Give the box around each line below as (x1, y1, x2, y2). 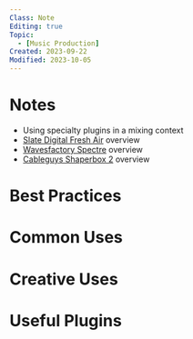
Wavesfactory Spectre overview (22, 144, 144, 155)
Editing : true (9, 22, 64, 31)
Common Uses (9, 227, 123, 248)
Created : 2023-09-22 (9, 47, 88, 56)
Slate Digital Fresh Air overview (22, 134, 140, 145)
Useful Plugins (9, 310, 123, 331)
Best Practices (9, 185, 122, 206)
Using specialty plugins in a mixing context (22, 125, 184, 135)
